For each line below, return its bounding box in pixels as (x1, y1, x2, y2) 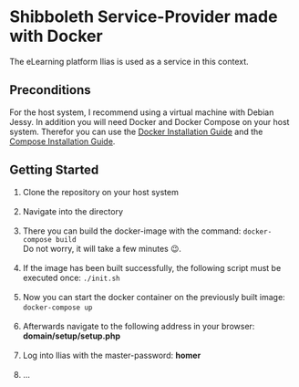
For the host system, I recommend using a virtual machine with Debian (9, 107, 274, 118)
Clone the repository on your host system (22, 186, 180, 197)
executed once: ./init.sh (22, 272, 120, 283)
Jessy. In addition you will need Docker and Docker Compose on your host (9, 116, 290, 127)
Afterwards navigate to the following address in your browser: (22, 320, 255, 331)
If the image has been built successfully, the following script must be (22, 262, 282, 273)
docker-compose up (22, 303, 93, 312)
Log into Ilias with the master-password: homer (22, 350, 201, 361)
